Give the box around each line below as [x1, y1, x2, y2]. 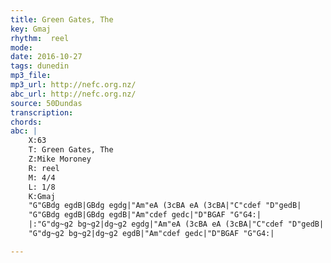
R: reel [28, 163, 60, 173]
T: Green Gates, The [28, 145, 114, 155]
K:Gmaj [28, 191, 56, 201]
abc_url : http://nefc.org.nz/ [10, 89, 137, 99]
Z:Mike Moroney [28, 154, 92, 164]
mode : [10, 42, 33, 53]
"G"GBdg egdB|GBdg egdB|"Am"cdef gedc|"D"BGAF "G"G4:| [28, 210, 262, 220]
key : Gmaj [10, 24, 52, 34]
